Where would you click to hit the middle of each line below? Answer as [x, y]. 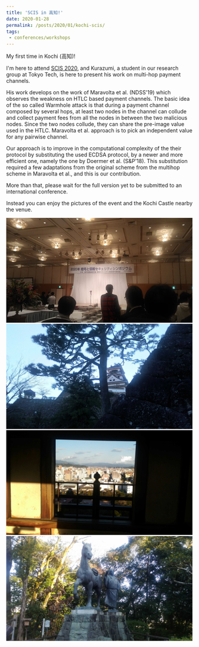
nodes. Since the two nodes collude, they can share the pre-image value [95, 124]
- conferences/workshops [39, 38]
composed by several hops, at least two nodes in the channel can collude [96, 112]
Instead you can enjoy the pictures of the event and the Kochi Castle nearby [99, 204]
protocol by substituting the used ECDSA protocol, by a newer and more [95, 155]
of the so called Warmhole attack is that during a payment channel [88, 105]
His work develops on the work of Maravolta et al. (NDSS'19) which [88, 93]
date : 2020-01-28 [28, 19]
